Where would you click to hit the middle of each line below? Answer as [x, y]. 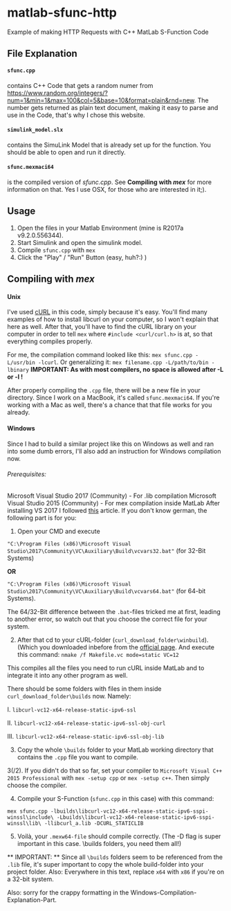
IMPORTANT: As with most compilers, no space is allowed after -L [127, 370]
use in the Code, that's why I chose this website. [76, 115]
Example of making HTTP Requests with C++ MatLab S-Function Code [108, 32]
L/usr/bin [21, 363]
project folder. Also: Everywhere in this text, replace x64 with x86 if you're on [116, 872]
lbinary [18, 370]
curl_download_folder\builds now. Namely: [69, 696]
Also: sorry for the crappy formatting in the [68, 892]
